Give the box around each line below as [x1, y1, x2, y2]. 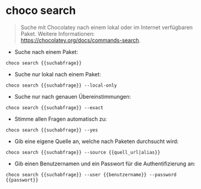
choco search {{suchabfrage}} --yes [5, 127, 98, 133]
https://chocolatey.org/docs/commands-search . [20, 36, 141, 44]
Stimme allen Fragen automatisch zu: [14, 115, 107, 122]
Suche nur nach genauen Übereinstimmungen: [14, 93, 131, 100]
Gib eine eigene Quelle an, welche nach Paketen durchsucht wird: [14, 138, 179, 145]
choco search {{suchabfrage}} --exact [5, 104, 104, 111]
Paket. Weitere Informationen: [20, 30, 95, 37]
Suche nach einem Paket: [14, 48, 78, 55]
